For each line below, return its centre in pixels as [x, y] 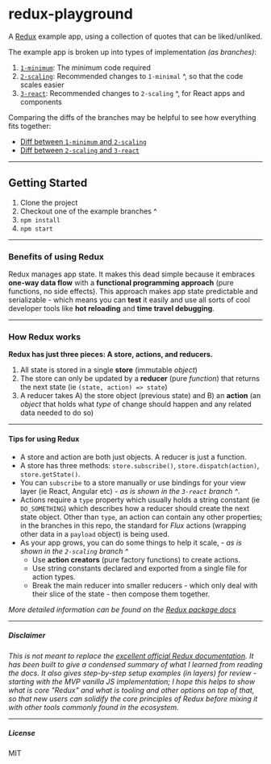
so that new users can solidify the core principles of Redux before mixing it [133, 699]
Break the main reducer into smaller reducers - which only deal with [145, 585]
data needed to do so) [57, 413]
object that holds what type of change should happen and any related [135, 405]
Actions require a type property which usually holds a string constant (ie [140, 500]
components [41, 102]
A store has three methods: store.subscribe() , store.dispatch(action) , [140, 465]
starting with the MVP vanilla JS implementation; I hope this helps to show [132, 681]
